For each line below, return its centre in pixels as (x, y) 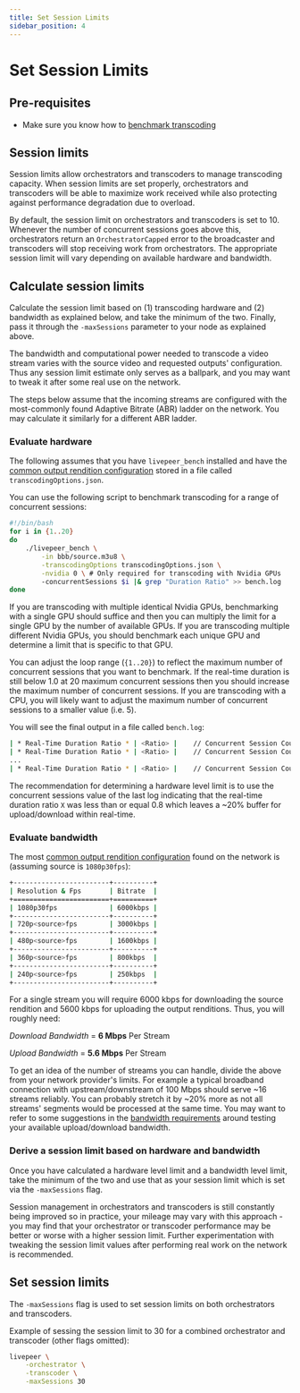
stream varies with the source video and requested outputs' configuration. (146, 363)
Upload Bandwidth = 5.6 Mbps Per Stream (88, 1053)
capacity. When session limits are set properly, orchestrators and (129, 183)
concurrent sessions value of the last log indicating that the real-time (136, 795)
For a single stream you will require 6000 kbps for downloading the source (146, 999)
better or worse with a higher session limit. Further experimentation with (142, 1235)
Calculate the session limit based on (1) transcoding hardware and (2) (137, 308)
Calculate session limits (77, 286)
